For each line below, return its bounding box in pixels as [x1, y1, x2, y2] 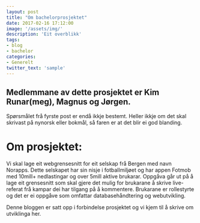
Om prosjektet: [6, 140, 82, 154]
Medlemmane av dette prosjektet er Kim [6, 87, 160, 97]
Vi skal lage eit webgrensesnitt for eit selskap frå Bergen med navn [6, 160, 172, 168]
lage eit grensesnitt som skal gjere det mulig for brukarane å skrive [6, 179, 172, 187]
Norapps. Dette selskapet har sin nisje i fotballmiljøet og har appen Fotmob [6, 166, 191, 174]
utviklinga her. [6, 210, 41, 218]
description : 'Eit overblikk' [6, 31, 82, 37]
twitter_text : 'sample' [6, 64, 66, 71]
